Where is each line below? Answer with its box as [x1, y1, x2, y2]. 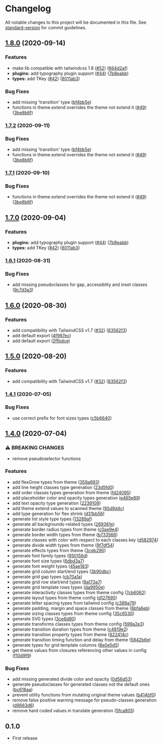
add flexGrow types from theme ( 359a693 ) [12, 479, 100, 485]
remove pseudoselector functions [12, 456, 81, 462]
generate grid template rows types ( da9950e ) [12, 584, 105, 590]
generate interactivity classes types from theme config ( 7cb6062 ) [12, 589, 146, 595]
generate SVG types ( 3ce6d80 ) [12, 615, 76, 621]
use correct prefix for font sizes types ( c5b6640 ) [12, 415, 112, 421]
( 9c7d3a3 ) [12, 287, 33, 293]
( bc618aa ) [12, 687, 33, 693]
